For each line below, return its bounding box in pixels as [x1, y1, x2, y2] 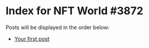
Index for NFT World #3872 [5, 4, 144, 18]
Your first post [14, 35, 50, 42]
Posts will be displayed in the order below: [5, 24, 110, 31]
